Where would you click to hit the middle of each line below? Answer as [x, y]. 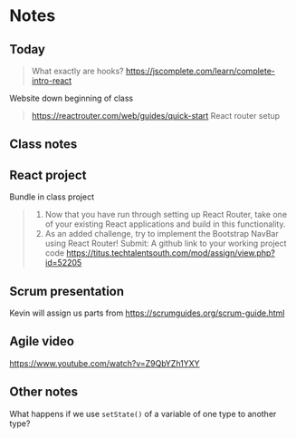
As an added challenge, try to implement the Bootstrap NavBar [162, 234]
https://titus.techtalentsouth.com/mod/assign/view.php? [171, 253]
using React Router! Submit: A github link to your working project [166, 243]
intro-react [52, 81]
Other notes [44, 392]
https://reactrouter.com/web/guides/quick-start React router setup [156, 116]
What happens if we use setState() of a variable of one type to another [143, 414]
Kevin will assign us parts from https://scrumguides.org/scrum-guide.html [147, 313]
